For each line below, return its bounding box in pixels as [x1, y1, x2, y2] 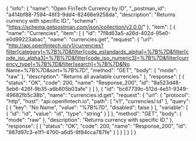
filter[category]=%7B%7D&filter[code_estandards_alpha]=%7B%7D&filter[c [6, 48, 189, 55]
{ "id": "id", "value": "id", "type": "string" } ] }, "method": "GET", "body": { [6, 110, 183, 117]
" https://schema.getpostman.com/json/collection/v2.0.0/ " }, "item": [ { [6, 23, 176, 30]
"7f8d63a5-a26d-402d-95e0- [97, 30, 171, 37]
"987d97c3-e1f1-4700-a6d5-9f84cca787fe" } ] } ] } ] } [6, 129, 136, 136]
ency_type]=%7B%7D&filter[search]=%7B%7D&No [6, 61, 130, 68]
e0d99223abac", [6, 36, 47, 43]
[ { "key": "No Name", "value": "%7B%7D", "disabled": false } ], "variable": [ [6, 104, 188, 111]
